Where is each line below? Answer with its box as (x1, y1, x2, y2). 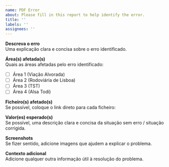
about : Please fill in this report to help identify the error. (5, 12, 145, 17)
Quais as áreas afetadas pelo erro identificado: (5, 61, 104, 68)
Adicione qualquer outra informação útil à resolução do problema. (5, 156, 144, 162)
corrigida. (5, 125, 26, 131)
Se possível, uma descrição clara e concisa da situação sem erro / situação (5, 120, 164, 126)
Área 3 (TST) (12, 83, 40, 89)
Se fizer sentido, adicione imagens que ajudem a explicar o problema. (5, 140, 152, 147)
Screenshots (5, 135, 33, 141)
